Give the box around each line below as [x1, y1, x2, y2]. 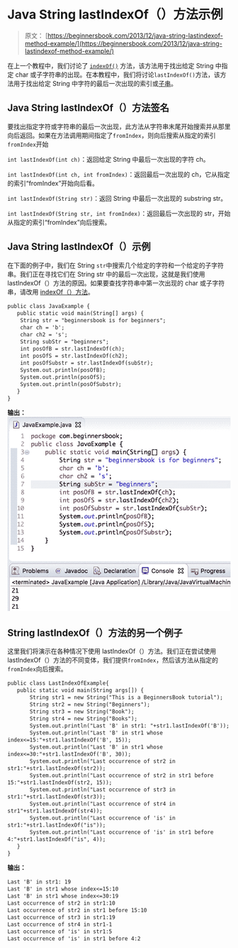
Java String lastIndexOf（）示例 [7, 241, 151, 253]
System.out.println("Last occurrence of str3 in [29, 786, 176, 793]
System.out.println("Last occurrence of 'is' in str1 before [29, 829, 214, 836]
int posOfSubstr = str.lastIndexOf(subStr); [20, 359, 154, 366]
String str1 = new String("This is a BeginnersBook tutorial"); [29, 694, 223, 701]
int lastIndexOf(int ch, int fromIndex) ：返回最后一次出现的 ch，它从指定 [7, 170, 230, 178]
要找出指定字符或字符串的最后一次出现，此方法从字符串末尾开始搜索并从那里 [7, 122, 231, 131]
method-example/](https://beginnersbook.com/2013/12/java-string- [24, 39, 223, 48]
